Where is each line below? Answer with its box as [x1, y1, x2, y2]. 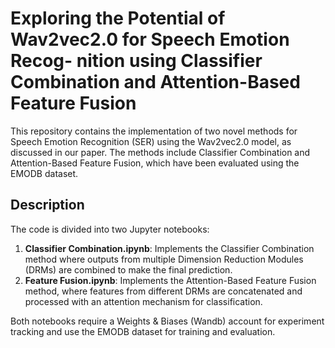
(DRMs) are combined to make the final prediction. [24, 263, 233, 276]
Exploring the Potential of [10, 7, 226, 30]
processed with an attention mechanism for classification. [24, 295, 263, 307]
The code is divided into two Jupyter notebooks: [10, 223, 210, 235]
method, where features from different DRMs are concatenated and [24, 285, 303, 297]
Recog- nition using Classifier [10, 50, 263, 72]
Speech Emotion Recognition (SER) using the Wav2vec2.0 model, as [10, 135, 292, 147]
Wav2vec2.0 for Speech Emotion [10, 28, 290, 51]
